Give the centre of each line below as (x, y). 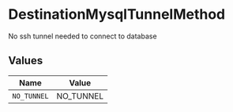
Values (26, 61)
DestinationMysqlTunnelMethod (117, 14)
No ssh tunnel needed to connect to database (83, 36)
